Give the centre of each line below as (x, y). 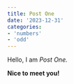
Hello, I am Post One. (37, 59)
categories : (24, 27)
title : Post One (31, 14)
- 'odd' (18, 40)
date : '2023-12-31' (36, 20)
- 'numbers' (24, 33)
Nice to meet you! (34, 73)
